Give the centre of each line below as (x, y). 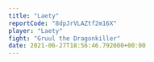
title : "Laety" (34, 16)
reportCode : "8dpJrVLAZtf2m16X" (62, 23)
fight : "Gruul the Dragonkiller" (65, 38)
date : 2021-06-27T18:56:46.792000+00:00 (77, 46)
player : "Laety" (35, 31)
